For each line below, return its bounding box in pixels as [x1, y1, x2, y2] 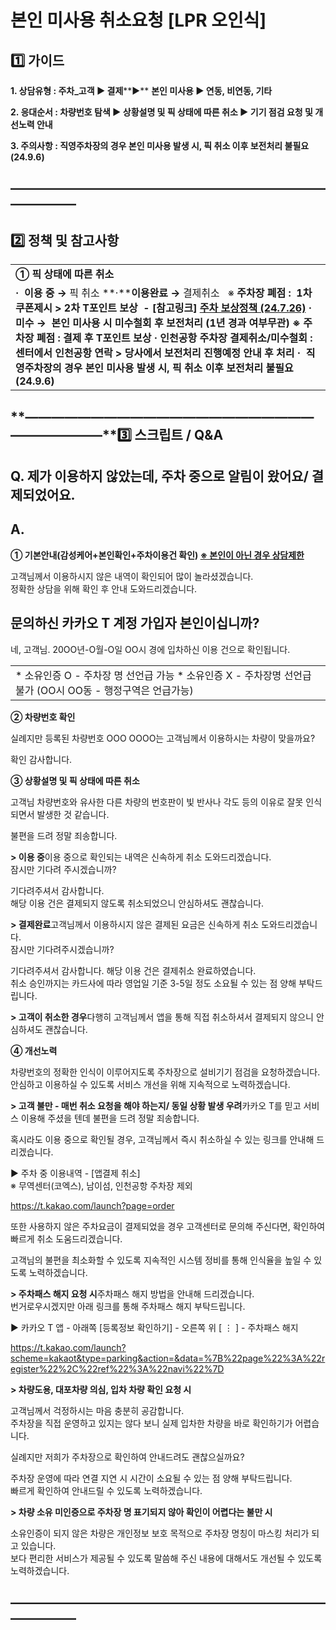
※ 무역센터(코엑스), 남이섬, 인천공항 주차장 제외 [10, 1179, 193, 1191]
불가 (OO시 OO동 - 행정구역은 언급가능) [15, 683, 194, 697]
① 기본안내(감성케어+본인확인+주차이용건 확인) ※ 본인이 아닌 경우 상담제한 [10, 549, 305, 561]
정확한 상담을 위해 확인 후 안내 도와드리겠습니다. [10, 582, 198, 595]
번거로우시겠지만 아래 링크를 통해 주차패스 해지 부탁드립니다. [10, 1300, 246, 1312]
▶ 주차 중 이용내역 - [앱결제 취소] [10, 1167, 141, 1179]
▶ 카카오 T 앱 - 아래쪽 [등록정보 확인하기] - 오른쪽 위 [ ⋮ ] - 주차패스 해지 [10, 1321, 299, 1333]
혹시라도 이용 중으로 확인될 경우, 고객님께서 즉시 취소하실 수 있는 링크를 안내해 [10, 1133, 315, 1145]
